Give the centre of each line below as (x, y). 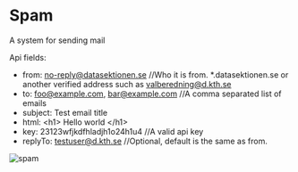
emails (34, 102)
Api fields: (28, 57)
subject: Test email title (65, 112)
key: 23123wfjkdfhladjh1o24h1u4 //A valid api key (113, 131)
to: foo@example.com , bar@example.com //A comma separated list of (152, 94)
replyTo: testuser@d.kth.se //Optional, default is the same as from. (145, 141)
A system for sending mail (57, 40)
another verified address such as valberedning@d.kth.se (127, 84)
